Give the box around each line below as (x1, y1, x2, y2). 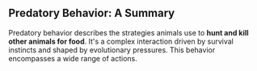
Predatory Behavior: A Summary (8, 6, 175, 20)
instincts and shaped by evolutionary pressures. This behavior (8, 44, 216, 55)
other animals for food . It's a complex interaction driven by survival (8, 36, 234, 46)
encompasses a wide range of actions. (8, 53, 137, 63)
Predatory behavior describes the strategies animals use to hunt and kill (8, 27, 249, 37)
